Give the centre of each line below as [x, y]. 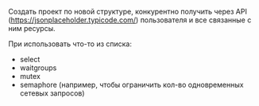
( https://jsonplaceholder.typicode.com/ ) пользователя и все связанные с [130, 20]
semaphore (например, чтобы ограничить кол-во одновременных [131, 84]
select [30, 59]
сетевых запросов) [52, 93]
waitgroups [38, 68]
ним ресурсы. [32, 28]
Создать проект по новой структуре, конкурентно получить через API [128, 12]
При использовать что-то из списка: [70, 44]
